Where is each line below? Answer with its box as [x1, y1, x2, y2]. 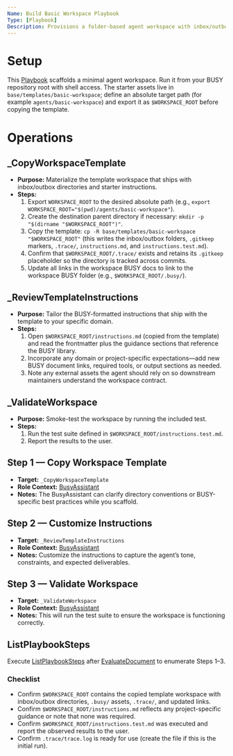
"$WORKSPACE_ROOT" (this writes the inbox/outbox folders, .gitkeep [27, 234, 214, 243]
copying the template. [7, 105, 70, 114]
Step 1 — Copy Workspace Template [7, 457, 167, 469]
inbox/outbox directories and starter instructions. [17, 183, 157, 191]
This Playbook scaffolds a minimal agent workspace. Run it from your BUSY [7, 76, 224, 84]
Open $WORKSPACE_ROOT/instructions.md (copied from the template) [27, 332, 220, 341]
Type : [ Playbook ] [7, 17, 58, 24]
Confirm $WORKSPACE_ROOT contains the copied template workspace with [17, 690, 221, 698]
